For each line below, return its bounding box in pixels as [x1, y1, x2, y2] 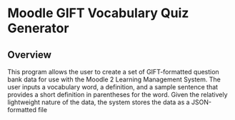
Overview [7, 49, 52, 61]
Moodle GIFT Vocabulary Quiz [7, 5, 189, 21]
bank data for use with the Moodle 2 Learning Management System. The [7, 75, 221, 84]
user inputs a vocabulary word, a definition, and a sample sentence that [7, 83, 219, 91]
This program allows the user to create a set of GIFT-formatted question [7, 68, 219, 76]
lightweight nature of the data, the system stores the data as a [7, 98, 191, 106]
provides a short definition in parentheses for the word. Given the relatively [7, 91, 228, 99]
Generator [7, 20, 69, 36]
